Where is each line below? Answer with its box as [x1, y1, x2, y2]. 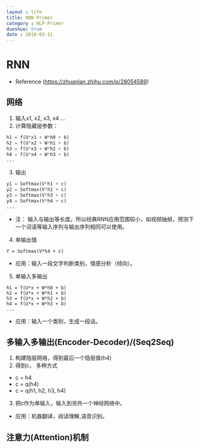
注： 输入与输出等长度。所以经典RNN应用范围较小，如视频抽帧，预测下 [15, 215, 194, 222]
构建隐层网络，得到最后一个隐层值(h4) [15, 354, 112, 361]
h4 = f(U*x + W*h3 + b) [6, 300, 67, 307]
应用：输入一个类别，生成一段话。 [15, 318, 101, 325]
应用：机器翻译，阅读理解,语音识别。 [15, 413, 108, 420]
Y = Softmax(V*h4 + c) [6, 248, 64, 254]
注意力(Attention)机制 [6, 432, 89, 443]
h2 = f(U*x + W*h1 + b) [6, 290, 67, 296]
